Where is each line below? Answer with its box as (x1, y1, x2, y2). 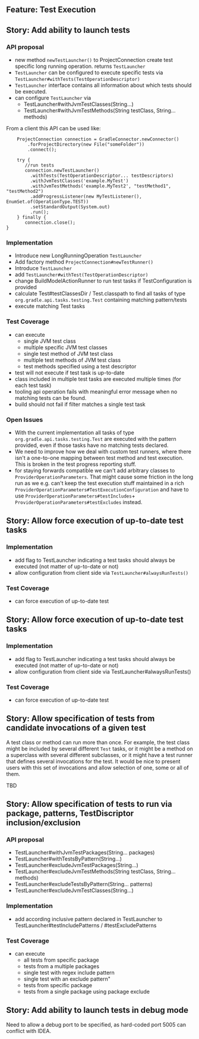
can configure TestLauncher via (14, 95, 91, 102)
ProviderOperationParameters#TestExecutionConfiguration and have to (14, 486, 189, 493)
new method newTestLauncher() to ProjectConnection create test (14, 57, 173, 64)
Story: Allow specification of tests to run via (6, 799, 172, 809)
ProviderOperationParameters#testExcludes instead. (14, 498, 143, 505)
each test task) (14, 381, 52, 389)
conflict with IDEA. (6, 1027, 52, 1034)
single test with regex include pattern (23, 969, 115, 977)
